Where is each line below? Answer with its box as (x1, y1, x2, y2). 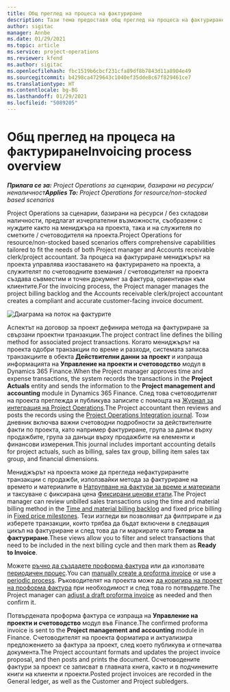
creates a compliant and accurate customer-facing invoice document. (7, 296, 204, 304)
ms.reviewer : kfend (7, 55, 63, 62)
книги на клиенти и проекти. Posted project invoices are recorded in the (7, 669, 212, 678)
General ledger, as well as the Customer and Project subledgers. (7, 677, 189, 685)
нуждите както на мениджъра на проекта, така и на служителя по (7, 223, 201, 232)
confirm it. (7, 598, 36, 606)
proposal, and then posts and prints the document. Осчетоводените (7, 655, 201, 663)
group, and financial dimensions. (7, 454, 99, 462)
